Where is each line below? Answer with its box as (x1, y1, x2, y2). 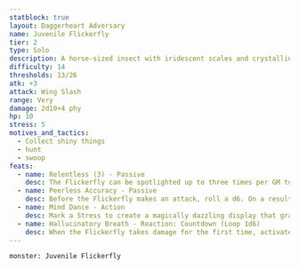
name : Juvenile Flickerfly (9, 29, 109, 38)
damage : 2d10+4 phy (9, 104, 82, 113)
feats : (9, 162, 34, 170)
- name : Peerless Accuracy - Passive (17, 186, 158, 195)
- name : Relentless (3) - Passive (17, 170, 145, 178)
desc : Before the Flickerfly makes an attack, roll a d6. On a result (25, 194, 293, 204)
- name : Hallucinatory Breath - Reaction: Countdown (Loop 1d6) (17, 219, 261, 228)
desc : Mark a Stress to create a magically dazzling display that (25, 210, 277, 220)
